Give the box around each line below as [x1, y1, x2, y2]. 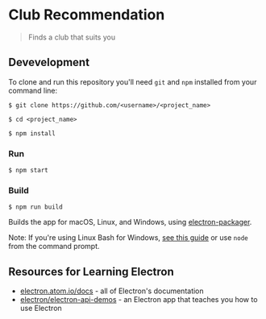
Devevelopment [8, 56, 90, 69]
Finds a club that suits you [27, 32, 115, 42]
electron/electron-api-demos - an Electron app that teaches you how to [19, 295, 258, 304]
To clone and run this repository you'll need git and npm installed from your [8, 77, 257, 86]
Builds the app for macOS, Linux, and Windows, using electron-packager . [8, 217, 252, 227]
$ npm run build [8, 203, 63, 211]
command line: [8, 85, 58, 95]
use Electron [19, 304, 62, 313]
